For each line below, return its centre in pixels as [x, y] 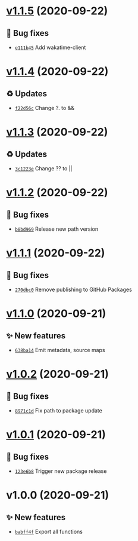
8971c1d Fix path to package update [58, 410]
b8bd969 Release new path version [57, 229]
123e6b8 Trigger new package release [61, 471]
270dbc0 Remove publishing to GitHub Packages [73, 289]
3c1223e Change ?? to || [43, 168]
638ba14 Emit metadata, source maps [60, 350]
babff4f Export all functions [49, 531]
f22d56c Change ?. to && [45, 108]
